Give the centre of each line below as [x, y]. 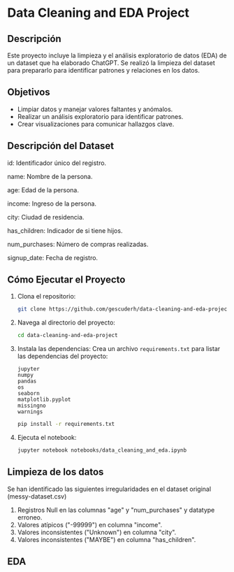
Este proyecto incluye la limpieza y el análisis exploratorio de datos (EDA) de [117, 55]
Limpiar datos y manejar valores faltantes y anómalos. [95, 109]
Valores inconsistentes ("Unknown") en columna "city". [97, 532]
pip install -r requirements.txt [66, 424]
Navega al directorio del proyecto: [66, 322]
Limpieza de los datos [56, 472]
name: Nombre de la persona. [50, 176]
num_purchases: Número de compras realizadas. [78, 244]
